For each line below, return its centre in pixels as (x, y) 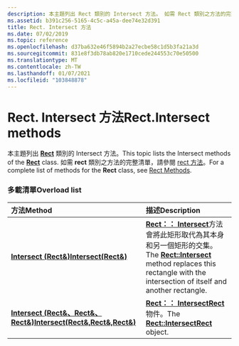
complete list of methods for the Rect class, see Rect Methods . (100, 171)
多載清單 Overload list (44, 190)
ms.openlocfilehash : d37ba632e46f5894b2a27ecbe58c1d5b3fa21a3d (103, 47)
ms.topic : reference (38, 40)
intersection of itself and (186, 281)
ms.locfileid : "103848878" (47, 80)
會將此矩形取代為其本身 (185, 234)
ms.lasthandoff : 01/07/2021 (49, 73)
